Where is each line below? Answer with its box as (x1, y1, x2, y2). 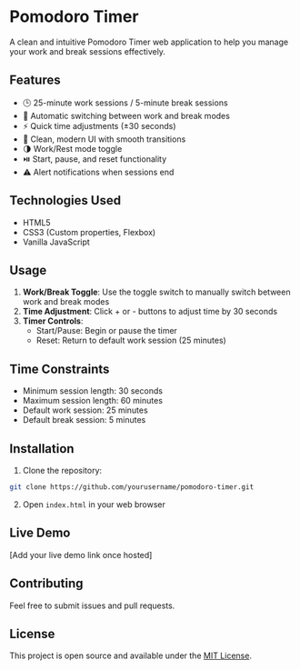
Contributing (9, 575, 84, 592)
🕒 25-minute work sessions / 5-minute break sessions (22, 97, 229, 108)
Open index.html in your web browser (22, 498, 165, 510)
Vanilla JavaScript (22, 236, 91, 247)
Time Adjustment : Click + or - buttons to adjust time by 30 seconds (22, 306, 278, 317)
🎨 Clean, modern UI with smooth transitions (22, 134, 186, 145)
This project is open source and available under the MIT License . (9, 650, 253, 661)
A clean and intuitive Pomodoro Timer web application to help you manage (9, 36, 289, 47)
